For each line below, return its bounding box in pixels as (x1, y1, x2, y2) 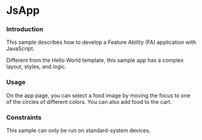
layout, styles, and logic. (6, 63, 67, 70)
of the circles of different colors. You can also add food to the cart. (6, 98, 172, 105)
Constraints (6, 113, 42, 121)
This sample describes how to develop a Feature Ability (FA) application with (6, 38, 197, 46)
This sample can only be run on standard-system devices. (6, 127, 151, 134)
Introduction (6, 25, 43, 34)
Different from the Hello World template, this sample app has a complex (6, 56, 184, 64)
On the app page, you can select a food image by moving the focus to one (6, 91, 191, 99)
